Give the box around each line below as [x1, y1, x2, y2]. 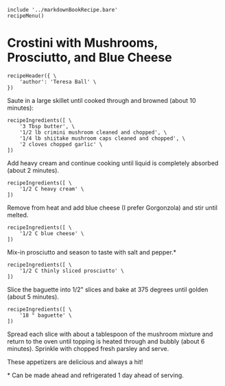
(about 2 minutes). [7, 166, 60, 174]
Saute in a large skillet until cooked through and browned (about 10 [7, 96, 197, 104]
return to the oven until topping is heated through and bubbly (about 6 [7, 337, 205, 346]
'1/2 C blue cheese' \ [19, 230, 84, 237]
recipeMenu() [7, 12, 45, 19]
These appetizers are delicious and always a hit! [7, 357, 143, 366]
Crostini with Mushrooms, [7, 35, 158, 51]
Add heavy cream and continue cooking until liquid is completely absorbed [7, 158, 219, 167]
